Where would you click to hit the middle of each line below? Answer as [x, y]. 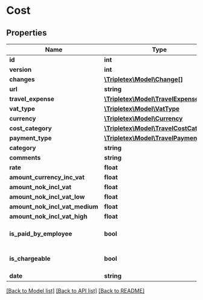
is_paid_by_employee [41, 234]
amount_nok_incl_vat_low [47, 197]
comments [25, 158]
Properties [27, 33]
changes [22, 79]
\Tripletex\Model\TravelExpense [152, 99]
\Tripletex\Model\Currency [143, 118]
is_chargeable [30, 258]
